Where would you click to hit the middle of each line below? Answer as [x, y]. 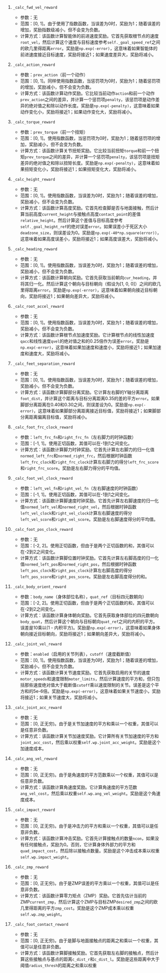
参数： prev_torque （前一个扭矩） [54, 132]
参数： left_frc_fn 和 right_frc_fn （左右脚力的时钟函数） [78, 437]
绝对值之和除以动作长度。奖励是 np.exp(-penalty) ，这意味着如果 [94, 106]
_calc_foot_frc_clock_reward [43, 427]
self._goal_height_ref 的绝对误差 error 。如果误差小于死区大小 [83, 227]
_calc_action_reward [34, 65]
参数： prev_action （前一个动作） [54, 75]
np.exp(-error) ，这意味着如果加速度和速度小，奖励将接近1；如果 [86, 347]
